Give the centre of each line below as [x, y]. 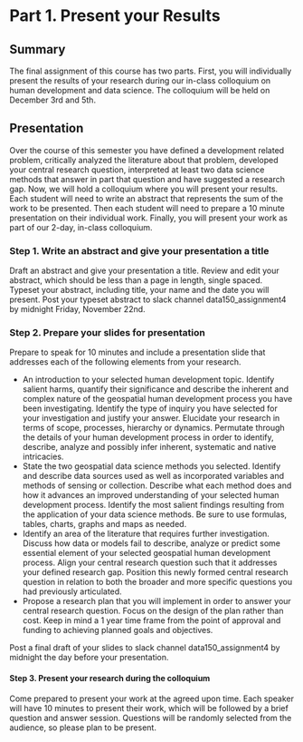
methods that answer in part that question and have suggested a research [147, 179]
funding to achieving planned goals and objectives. [118, 630]
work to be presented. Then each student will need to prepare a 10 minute [147, 208]
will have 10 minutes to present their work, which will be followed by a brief [149, 708]
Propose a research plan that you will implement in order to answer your [156, 601]
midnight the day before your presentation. [89, 658]
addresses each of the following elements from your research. [125, 362]
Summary [38, 49]
